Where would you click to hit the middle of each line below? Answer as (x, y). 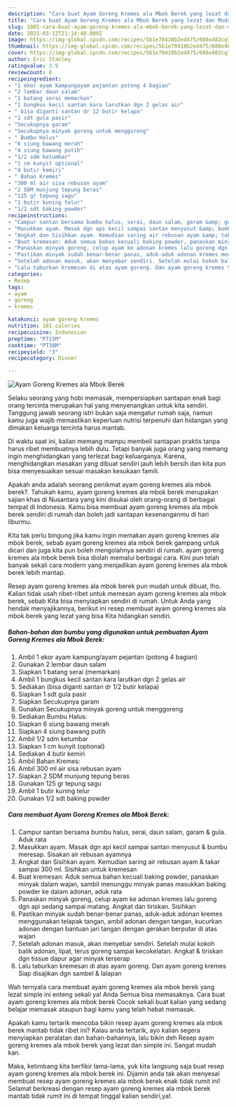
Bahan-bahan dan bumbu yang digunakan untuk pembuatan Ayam (108, 632)
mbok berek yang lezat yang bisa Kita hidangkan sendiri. (90, 616)
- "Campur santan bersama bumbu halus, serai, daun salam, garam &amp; (114, 222)
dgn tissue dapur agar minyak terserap (74, 959)
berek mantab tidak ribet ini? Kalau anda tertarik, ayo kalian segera (104, 1031)
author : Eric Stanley (40, 60)
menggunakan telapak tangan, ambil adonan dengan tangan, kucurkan (120, 921)
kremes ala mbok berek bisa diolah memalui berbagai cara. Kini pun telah (114, 558)
